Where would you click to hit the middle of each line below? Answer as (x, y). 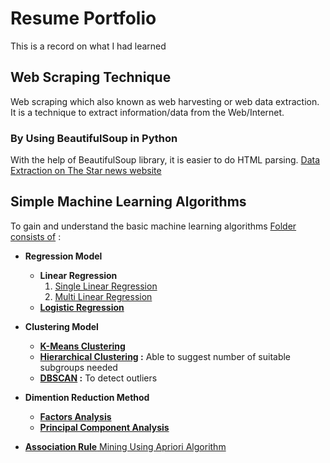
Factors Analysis (75, 416)
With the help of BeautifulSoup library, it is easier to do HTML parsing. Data (165, 160)
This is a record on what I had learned (88, 46)
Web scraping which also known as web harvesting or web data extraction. (165, 101)
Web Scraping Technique (91, 77)
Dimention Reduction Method (87, 397)
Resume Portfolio (83, 18)
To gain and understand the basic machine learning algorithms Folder (153, 226)
